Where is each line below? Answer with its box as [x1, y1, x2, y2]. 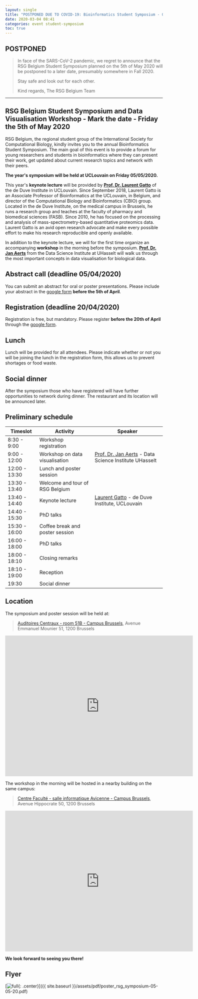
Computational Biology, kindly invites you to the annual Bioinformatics [5, 141, 149, 147]
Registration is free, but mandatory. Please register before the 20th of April [5, 316, 161, 322]
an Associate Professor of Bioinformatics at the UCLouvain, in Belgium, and [5, 192, 160, 198]
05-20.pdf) [5, 988, 28, 994]
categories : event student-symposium [5, 21, 84, 27]
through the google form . [5, 321, 57, 328]
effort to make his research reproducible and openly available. [5, 230, 133, 236]
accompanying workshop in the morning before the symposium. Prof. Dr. [5, 245, 156, 251]
